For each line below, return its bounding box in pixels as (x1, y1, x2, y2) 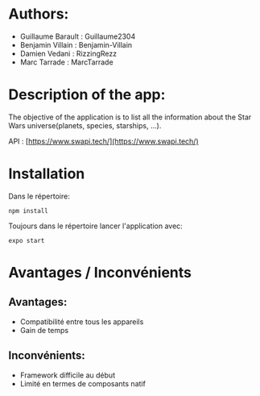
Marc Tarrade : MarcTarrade (19, 57, 114, 67)
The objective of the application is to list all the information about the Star (8, 112, 252, 122)
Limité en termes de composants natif (19, 378, 147, 388)
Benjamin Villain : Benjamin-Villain (19, 40, 133, 49)
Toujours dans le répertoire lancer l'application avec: (8, 221, 183, 231)
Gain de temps (19, 325, 69, 335)
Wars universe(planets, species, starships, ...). (8, 120, 162, 130)
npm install (8, 206, 48, 215)
